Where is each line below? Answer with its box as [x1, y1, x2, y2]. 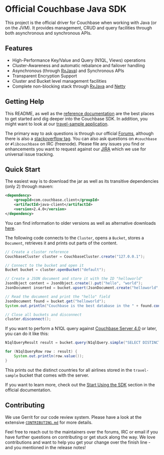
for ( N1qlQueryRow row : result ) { [5, 349, 78, 354]
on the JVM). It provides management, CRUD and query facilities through [5, 24, 152, 30]
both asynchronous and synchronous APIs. [5, 30, 92, 36]
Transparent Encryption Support [12, 72, 77, 79]
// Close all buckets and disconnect [5, 312, 82, 317]
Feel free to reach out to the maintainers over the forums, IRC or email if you [5, 429, 158, 434]
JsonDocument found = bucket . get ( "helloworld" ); [5, 299, 106, 304]
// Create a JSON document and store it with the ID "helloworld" [5, 276, 143, 281]
